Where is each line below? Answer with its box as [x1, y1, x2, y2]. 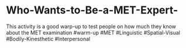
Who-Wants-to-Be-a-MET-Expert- [6, 4, 178, 17]
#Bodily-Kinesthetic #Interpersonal [6, 35, 91, 42]
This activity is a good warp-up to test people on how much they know [6, 23, 177, 30]
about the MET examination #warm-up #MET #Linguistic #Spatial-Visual [6, 29, 180, 36]
